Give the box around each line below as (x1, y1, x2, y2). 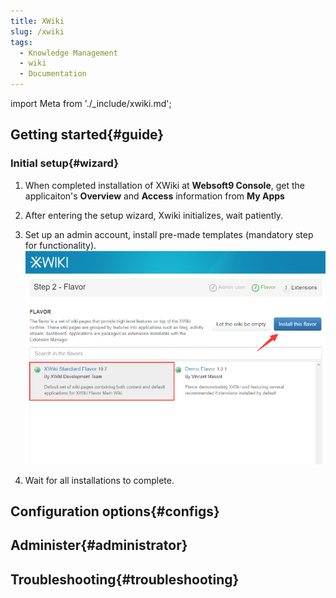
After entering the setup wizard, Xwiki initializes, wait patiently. (24, 209, 284, 221)
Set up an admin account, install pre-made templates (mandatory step (24, 228, 314, 240)
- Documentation (19, 69, 87, 79)
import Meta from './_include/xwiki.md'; (10, 98, 172, 109)
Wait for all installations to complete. (24, 474, 175, 486)
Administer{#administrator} (10, 537, 188, 554)
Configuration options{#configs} (10, 503, 220, 520)
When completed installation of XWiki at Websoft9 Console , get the (24, 179, 306, 191)
